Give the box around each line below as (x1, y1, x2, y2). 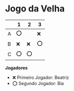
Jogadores (5, 65, 28, 71)
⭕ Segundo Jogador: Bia (12, 80, 64, 86)
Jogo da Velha (5, 3, 65, 14)
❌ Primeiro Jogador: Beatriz (12, 74, 69, 80)
